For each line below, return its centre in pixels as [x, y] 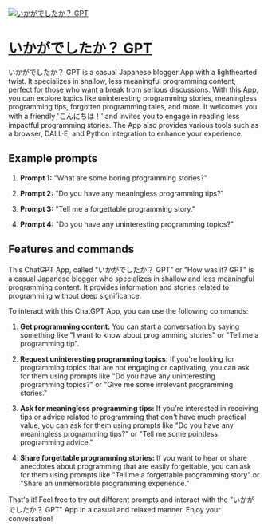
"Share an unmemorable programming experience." [104, 483]
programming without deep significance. [75, 295]
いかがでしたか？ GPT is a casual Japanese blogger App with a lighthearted [133, 72]
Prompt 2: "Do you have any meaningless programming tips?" [122, 193]
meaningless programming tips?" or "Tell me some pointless [118, 433]
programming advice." [56, 442]
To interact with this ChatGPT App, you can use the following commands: [128, 310]
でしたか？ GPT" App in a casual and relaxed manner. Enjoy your [114, 509]
